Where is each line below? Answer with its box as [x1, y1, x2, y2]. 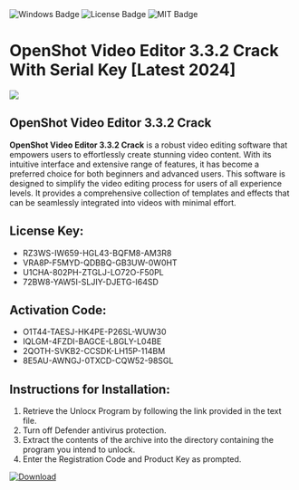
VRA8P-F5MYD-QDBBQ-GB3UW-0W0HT [22, 257, 178, 268]
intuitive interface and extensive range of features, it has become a [9, 159, 260, 169]
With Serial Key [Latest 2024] [9, 60, 236, 81]
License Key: [9, 224, 84, 239]
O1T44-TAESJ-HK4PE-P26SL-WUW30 [22, 326, 167, 338]
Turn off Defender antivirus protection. [22, 425, 167, 436]
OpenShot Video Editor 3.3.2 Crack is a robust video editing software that [9, 139, 288, 150]
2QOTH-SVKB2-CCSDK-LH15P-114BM [22, 346, 166, 357]
